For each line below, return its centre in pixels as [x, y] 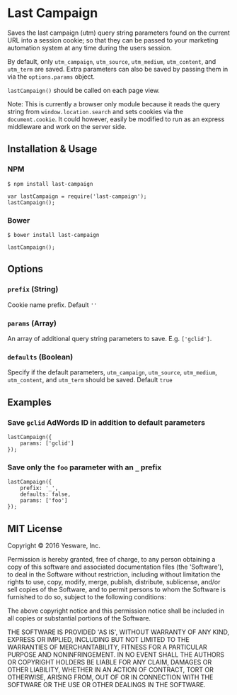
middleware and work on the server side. [67, 126]
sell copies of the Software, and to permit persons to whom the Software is [117, 589]
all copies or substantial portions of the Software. [79, 618]
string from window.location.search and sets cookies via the [96, 111]
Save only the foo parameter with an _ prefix [85, 467]
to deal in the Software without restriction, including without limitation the [114, 574]
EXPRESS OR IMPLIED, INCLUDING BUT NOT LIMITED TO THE [98, 639]
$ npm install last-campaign [50, 184]
